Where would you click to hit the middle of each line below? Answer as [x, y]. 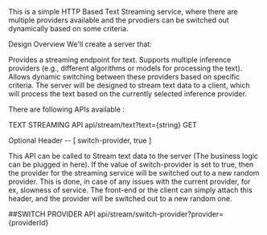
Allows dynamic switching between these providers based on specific [124, 77]
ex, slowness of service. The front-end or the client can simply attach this [131, 190]
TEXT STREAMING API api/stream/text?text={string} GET [103, 125]
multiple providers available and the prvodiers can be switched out [119, 20]
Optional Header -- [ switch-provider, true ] [80, 140]
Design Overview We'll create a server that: [80, 44]
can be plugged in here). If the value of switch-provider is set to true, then [131, 164]
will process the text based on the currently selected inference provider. [127, 94]
